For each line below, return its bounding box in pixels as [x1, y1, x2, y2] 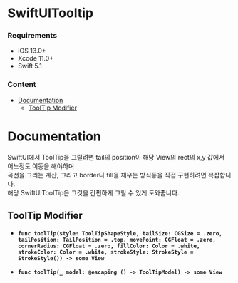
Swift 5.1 [17, 62, 43, 71]
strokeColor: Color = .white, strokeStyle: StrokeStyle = [17, 248, 194, 256]
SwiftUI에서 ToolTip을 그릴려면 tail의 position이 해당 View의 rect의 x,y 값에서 [7, 153, 225, 161]
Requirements [7, 31, 58, 41]
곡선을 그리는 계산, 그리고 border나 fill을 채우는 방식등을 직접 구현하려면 [7, 170, 207, 179]
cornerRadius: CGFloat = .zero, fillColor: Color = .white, [17, 242, 200, 249]
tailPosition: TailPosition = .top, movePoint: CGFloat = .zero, [17, 236, 216, 243]
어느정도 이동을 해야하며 [7, 162, 75, 170]
